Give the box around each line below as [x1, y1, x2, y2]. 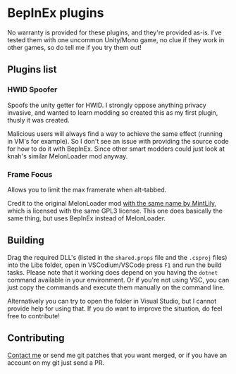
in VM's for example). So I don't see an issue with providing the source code [7, 137, 229, 145]
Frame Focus [7, 169, 53, 179]
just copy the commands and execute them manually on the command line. [7, 283, 225, 292]
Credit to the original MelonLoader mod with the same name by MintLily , [7, 199, 217, 207]
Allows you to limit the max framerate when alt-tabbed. [7, 185, 167, 194]
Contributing [7, 332, 65, 344]
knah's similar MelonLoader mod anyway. [7, 151, 128, 160]
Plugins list [7, 63, 57, 75]
